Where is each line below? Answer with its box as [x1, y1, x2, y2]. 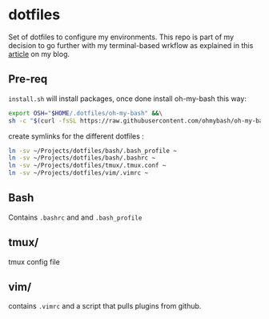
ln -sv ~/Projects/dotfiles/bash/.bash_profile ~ [8, 147, 178, 155]
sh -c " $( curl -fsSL [8, 116, 78, 125]
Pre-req [8, 72, 48, 86]
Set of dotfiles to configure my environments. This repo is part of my [8, 32, 235, 42]
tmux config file [8, 256, 60, 266]
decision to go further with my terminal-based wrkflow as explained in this [8, 40, 254, 50]
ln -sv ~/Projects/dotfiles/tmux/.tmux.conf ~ [8, 162, 167, 170]
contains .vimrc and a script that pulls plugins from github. [8, 301, 202, 311]
